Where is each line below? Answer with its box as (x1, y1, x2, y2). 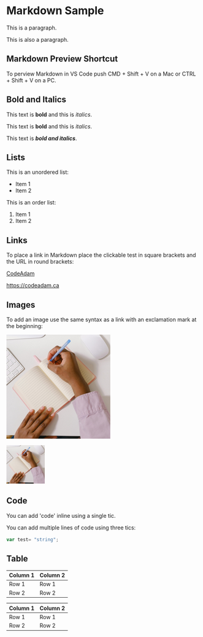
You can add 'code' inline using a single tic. (6, 512, 116, 519)
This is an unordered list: (6, 168, 69, 176)
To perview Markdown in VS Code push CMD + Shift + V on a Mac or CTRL (6, 70, 196, 77)
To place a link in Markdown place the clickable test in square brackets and (6, 251, 196, 259)
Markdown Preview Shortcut (6, 53, 118, 64)
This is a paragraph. (6, 24, 57, 31)
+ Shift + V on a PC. (6, 76, 56, 84)
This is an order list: (6, 199, 56, 206)
